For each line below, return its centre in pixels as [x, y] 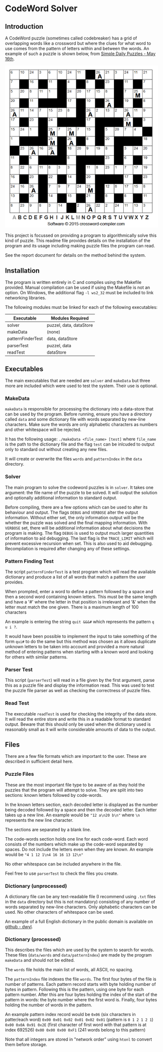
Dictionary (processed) [33, 939]
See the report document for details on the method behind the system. [76, 255]
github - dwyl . [19, 927]
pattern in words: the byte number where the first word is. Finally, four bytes [81, 1000]
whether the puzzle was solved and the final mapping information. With [76, 523]
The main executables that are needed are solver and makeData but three [78, 381]
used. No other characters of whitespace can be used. [59, 912]
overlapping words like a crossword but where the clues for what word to [78, 43]
